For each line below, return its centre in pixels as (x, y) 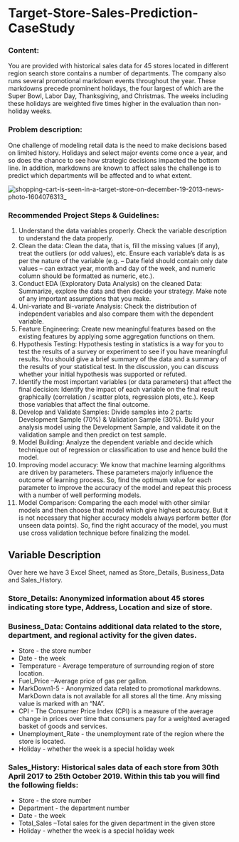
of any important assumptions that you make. (85, 299)
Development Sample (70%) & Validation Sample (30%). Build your (116, 420)
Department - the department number (74, 808)
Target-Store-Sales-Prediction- (103, 13)
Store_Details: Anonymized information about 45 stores (106, 598)
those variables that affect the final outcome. (84, 405)
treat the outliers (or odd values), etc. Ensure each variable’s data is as (122, 253)
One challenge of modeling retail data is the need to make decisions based (117, 145)
